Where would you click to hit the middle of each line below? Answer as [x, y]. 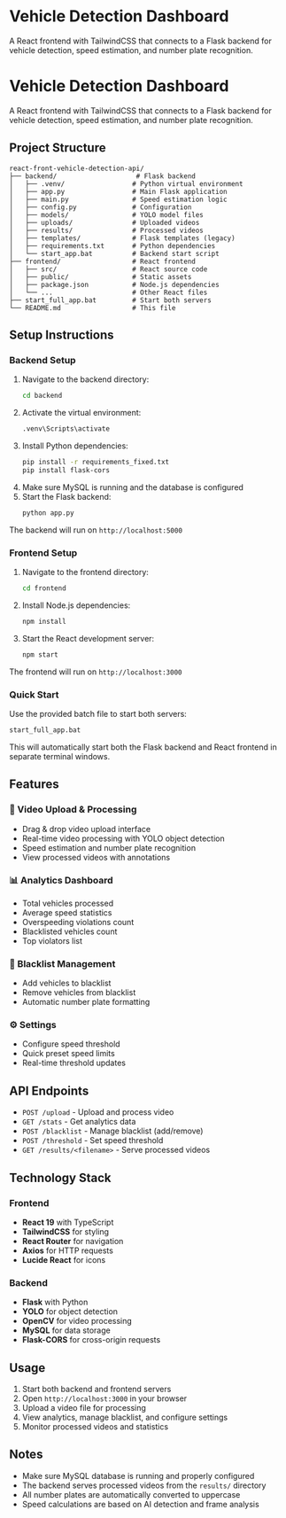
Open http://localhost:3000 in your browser [104, 1398]
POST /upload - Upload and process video [98, 1112]
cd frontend [44, 588]
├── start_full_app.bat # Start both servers [111, 300]
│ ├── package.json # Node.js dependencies [114, 284]
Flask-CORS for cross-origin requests [91, 1340]
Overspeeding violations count [78, 922]
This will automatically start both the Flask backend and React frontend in [143, 747]
